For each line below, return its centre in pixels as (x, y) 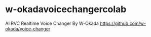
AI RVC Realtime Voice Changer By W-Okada (52, 23)
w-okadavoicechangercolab (66, 9)
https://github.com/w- (123, 23)
